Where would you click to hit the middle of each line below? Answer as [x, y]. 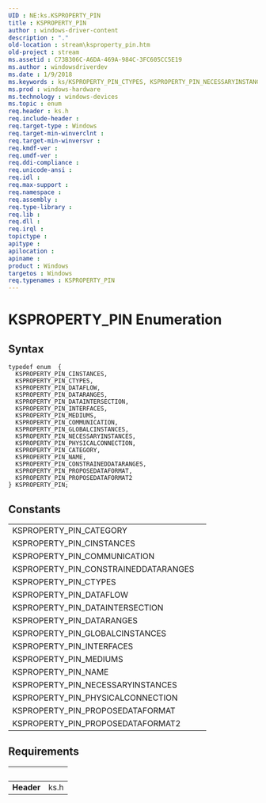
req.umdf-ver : [33, 155]
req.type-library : [40, 207]
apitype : [25, 244]
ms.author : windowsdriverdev [58, 67]
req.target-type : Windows [53, 126]
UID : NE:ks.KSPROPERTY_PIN [55, 15]
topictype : [28, 237]
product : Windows [38, 266]
